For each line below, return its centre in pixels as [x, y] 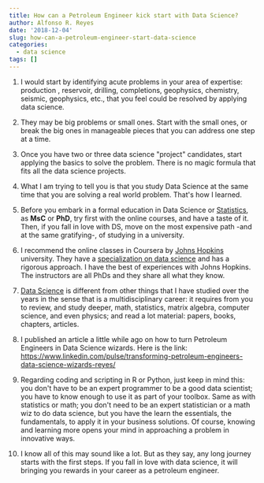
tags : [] [23, 60]
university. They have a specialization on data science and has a [125, 258]
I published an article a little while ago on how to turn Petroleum [124, 339]
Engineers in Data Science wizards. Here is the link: [104, 347]
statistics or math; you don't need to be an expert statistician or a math [135, 405]
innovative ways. [48, 438]
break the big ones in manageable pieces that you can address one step [138, 130]
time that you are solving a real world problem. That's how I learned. [131, 195]
